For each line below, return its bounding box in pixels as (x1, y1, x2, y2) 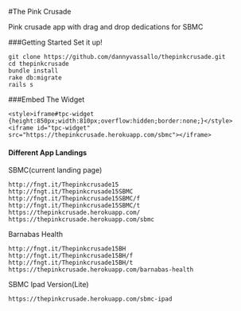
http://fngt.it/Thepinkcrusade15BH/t (8, 259, 134, 267)
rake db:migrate (8, 74, 62, 82)
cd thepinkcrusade (8, 60, 69, 68)
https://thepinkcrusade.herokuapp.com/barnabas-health (8, 266, 194, 274)
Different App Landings (8, 147, 87, 157)
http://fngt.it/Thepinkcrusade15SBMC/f (8, 195, 141, 203)
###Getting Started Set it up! (8, 37, 103, 47)
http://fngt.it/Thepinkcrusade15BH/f (8, 252, 134, 260)
